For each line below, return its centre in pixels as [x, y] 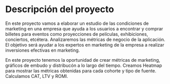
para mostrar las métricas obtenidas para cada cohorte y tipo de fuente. [81, 71]
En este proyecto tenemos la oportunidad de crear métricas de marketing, [83, 60]
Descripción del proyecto [60, 9]
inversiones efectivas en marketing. [42, 50]
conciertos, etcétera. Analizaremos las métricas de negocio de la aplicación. [85, 39]
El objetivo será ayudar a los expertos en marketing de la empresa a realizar [85, 45]
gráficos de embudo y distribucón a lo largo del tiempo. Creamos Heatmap [84, 65]
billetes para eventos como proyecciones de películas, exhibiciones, [77, 34]
